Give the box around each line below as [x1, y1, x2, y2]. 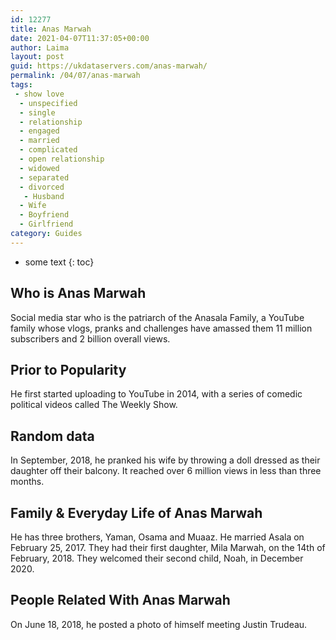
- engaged [19, 126, 60, 136]
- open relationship [19, 154, 105, 164]
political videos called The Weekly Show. [10, 399, 178, 411]
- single [19, 107, 56, 118]
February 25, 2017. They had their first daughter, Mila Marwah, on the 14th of [10, 542, 326, 553]
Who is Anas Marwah [10, 285, 147, 302]
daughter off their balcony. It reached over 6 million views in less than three [10, 465, 322, 477]
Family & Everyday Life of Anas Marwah [10, 504, 263, 521]
